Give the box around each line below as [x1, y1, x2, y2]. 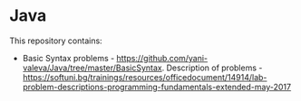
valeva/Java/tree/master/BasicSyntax [22, 62, 162, 73]
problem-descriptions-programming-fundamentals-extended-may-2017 [22, 81, 292, 92]
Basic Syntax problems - [22, 52, 115, 63]
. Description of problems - [161, 62, 263, 73]
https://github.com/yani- [116, 52, 209, 63]
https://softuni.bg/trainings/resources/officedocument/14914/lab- [22, 71, 267, 82]
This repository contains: [9, 35, 102, 46]
